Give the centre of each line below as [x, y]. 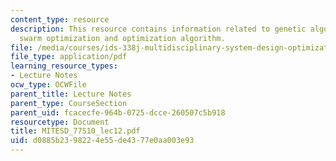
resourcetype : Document [60, 122]
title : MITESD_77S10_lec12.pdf [75, 131]
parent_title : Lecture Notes [71, 94]
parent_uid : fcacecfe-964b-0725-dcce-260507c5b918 [118, 112]
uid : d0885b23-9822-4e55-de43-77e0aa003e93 [102, 141]
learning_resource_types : [64, 66]
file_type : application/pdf [69, 57]
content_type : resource [60, 19]
